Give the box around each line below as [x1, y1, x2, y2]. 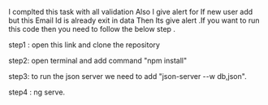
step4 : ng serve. [8, 87, 66, 97]
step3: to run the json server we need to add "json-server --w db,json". [8, 72, 247, 81]
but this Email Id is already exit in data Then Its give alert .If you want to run [8, 15, 260, 25]
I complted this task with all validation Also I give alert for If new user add [8, 7, 253, 16]
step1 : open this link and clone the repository [8, 40, 161, 50]
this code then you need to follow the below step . [8, 24, 176, 33]
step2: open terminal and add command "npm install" [8, 56, 188, 65]
